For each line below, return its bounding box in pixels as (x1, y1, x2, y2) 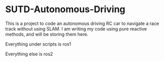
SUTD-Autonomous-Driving (5, 4, 125, 15)
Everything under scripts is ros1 (5, 41, 72, 47)
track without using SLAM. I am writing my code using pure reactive (5, 25, 147, 32)
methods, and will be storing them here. (5, 31, 89, 37)
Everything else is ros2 (5, 51, 53, 57)
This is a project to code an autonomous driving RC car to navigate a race (5, 20, 159, 26)
